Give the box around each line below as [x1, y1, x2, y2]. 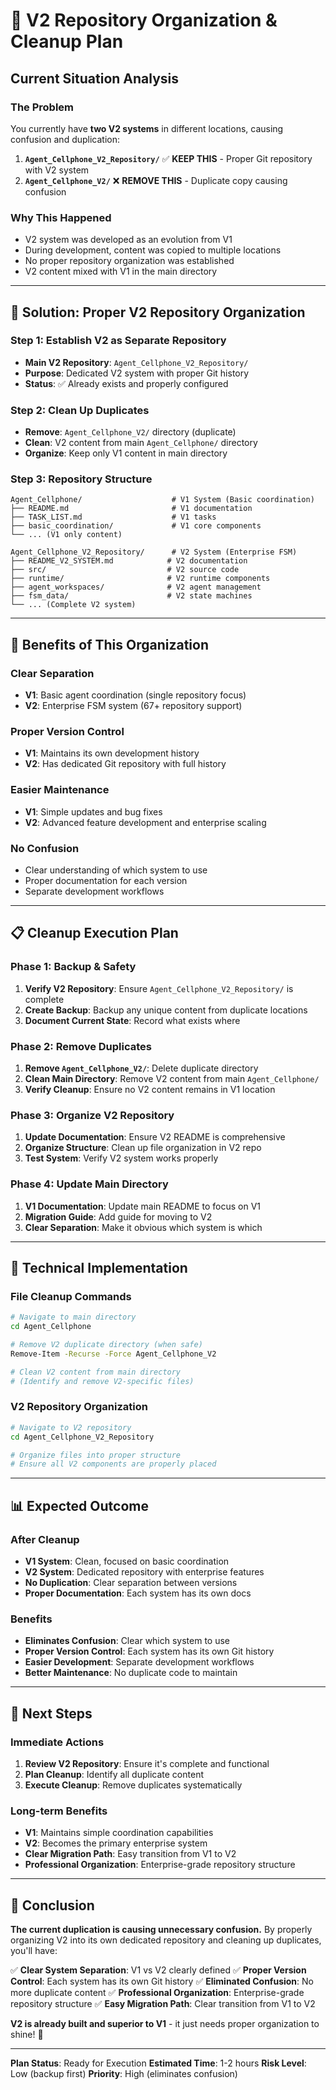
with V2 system [24, 164, 90, 176]
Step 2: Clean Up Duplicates [10, 403, 150, 417]
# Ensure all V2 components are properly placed [10, 1459, 217, 1469]
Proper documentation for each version [24, 875, 188, 887]
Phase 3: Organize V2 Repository [10, 1108, 175, 1122]
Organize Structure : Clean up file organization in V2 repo [24, 1142, 262, 1154]
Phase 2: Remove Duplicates [10, 1039, 152, 1053]
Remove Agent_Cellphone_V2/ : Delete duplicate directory [24, 1062, 259, 1074]
